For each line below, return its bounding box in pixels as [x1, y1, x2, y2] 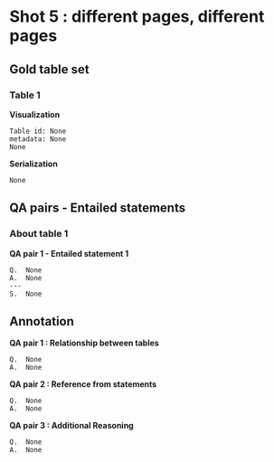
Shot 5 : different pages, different [9, 6, 265, 27]
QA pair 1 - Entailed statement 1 [9, 248, 129, 259]
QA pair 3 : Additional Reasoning [9, 420, 134, 431]
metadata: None [9, 134, 67, 144]
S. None [9, 289, 43, 298]
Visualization [9, 108, 61, 119]
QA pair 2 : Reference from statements [9, 379, 157, 390]
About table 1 [9, 228, 69, 240]
